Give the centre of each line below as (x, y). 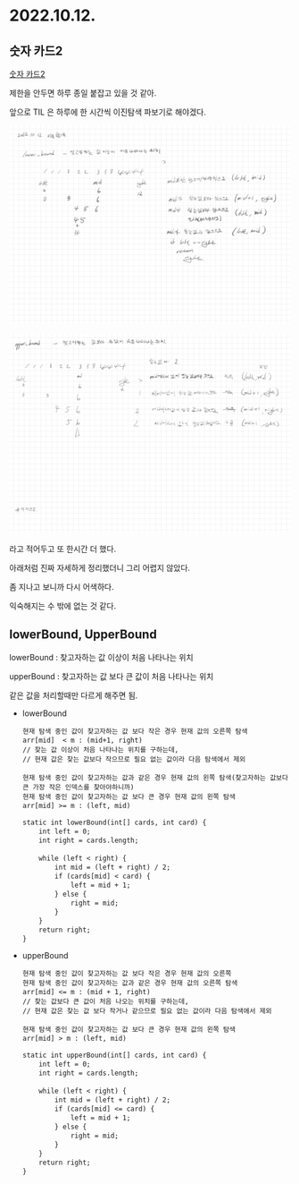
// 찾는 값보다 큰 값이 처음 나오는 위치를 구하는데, (105, 1001)
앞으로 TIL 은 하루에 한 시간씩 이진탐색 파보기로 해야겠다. (108, 112)
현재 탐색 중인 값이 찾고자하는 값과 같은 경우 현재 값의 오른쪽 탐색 (130, 983)
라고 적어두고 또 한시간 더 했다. (63, 549)
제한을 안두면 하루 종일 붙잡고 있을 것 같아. (83, 93)
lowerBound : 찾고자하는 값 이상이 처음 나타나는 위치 (101, 657)
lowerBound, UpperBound (83, 635)
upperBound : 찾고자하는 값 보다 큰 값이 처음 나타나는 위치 (112, 676)
